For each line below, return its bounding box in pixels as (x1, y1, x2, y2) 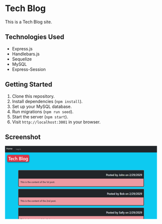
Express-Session (12, 66, 46, 72)
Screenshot (5, 133, 41, 141)
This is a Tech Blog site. (5, 19, 52, 25)
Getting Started (5, 80, 53, 89)
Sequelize (12, 56, 32, 62)
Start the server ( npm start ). (12, 114, 68, 119)
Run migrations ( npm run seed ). (12, 108, 74, 114)
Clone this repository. (12, 93, 55, 99)
